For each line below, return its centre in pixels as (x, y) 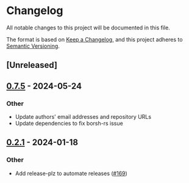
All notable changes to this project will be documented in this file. (88, 28)
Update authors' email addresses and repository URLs (83, 117)
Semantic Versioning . (33, 46)
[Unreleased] (32, 65)
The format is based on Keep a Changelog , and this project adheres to (94, 39)
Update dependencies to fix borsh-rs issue (69, 124)
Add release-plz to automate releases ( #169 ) (71, 173)
